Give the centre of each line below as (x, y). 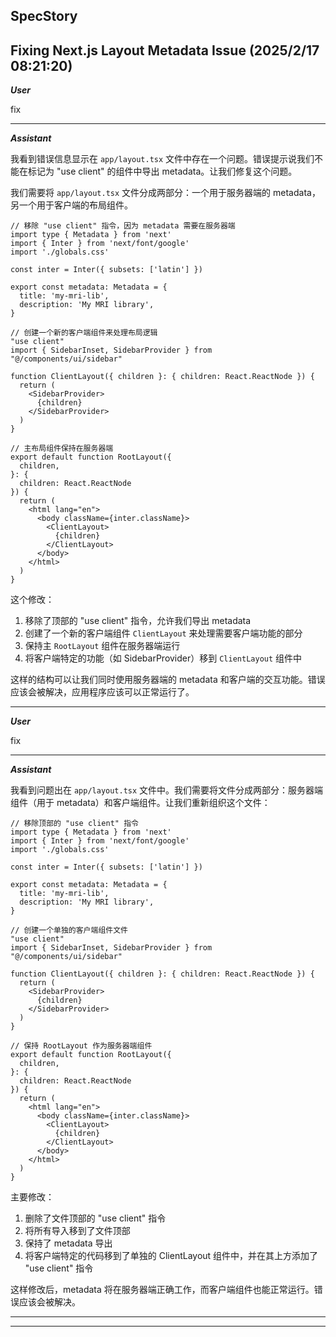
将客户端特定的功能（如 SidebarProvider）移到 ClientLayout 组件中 (163, 658)
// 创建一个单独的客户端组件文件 (69, 930)
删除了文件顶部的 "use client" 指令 (95, 1218)
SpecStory (44, 16)
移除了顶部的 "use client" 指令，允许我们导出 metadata (138, 621)
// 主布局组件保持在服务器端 (62, 449)
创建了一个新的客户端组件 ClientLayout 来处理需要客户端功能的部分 (163, 633)
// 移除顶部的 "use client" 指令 (74, 824)
